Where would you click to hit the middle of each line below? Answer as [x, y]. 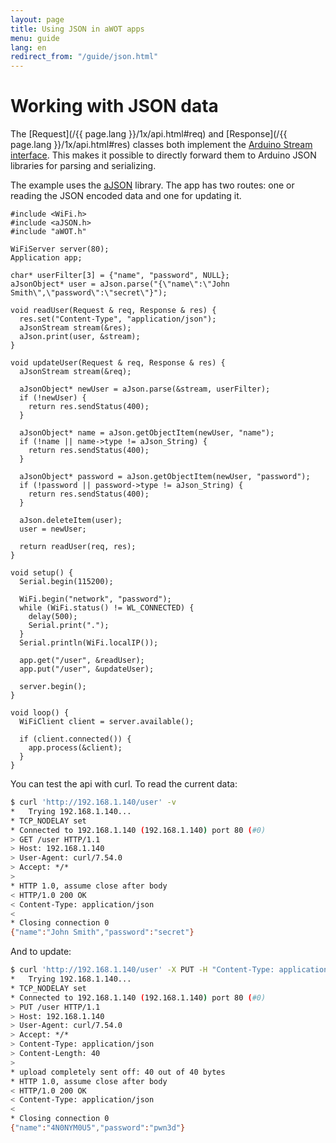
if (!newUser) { [53, 398]
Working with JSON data [114, 106]
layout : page [37, 19]
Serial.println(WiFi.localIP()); [89, 643]
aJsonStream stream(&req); [75, 372]
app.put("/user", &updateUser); [87, 669]
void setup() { [42, 573]
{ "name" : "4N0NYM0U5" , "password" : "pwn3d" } [98, 1128]
